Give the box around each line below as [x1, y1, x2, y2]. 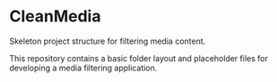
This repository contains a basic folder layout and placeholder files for [9, 53, 269, 63]
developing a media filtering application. [9, 62, 158, 73]
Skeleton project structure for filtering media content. [9, 36, 206, 46]
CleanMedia [9, 6, 101, 27]
